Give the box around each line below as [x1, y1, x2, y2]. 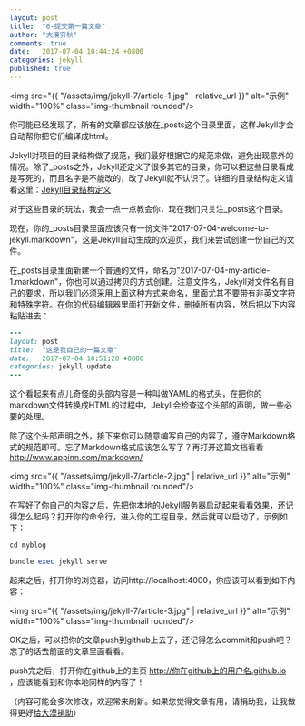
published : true [9, 65, 71, 74]
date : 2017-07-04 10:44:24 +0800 [9, 47, 144, 56]
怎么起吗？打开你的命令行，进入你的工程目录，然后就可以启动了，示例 [16, 511, 280, 522]
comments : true [9, 38, 67, 48]
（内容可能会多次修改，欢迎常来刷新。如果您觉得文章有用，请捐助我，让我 [9, 695, 288, 706]
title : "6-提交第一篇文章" [9, 22, 106, 31]
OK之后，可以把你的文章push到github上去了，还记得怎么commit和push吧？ [9, 634, 292, 645]
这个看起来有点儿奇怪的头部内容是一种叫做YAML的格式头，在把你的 [9, 388, 262, 399]
